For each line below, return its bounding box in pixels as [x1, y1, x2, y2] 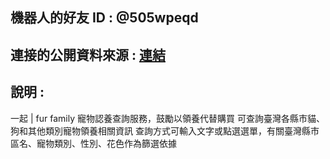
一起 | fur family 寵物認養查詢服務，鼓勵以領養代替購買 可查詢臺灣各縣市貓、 [10, 112, 325, 124]
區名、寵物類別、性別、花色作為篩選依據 [10, 137, 177, 149]
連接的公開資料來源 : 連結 [10, 46, 166, 63]
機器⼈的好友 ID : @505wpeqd [10, 9, 199, 27]
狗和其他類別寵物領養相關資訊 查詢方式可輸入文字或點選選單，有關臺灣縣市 [10, 124, 320, 137]
